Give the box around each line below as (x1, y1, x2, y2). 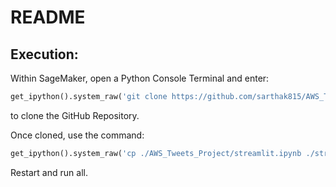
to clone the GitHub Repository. (10, 109, 140, 121)
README (10, 6, 86, 29)
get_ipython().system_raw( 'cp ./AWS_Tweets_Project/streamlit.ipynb (10, 148, 302, 158)
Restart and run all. (10, 166, 88, 178)
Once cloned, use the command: (10, 129, 145, 141)
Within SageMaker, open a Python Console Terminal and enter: (10, 72, 270, 84)
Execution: (10, 46, 79, 63)
